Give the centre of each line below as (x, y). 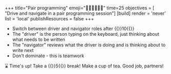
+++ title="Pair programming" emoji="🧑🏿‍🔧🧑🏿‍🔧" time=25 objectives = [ (80, 8)
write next (23, 50)
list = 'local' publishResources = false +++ (50, 19)
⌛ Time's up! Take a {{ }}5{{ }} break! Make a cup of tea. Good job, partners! (84, 66)
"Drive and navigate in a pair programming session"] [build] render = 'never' (85, 13)
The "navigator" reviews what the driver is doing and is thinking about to (89, 45)
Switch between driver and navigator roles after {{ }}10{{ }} (73, 29)
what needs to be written (39, 39)
